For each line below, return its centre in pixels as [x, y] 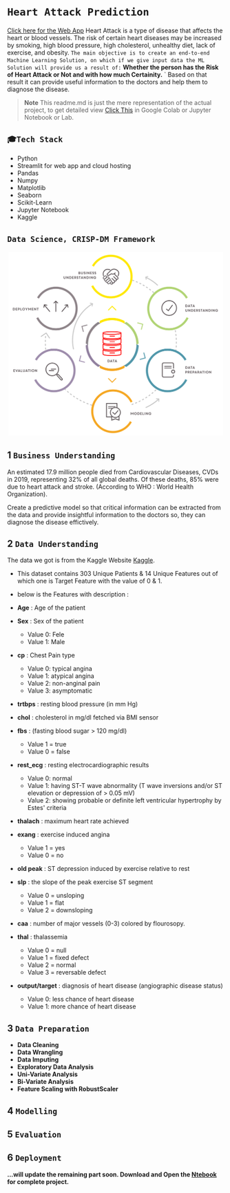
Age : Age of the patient [51, 608]
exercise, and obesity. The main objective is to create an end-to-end [108, 53]
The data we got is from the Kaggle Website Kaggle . [81, 561]
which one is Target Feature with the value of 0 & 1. [90, 581]
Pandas [28, 173]
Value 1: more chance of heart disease [82, 1006]
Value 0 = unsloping [56, 896]
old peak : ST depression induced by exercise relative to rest [103, 869]
